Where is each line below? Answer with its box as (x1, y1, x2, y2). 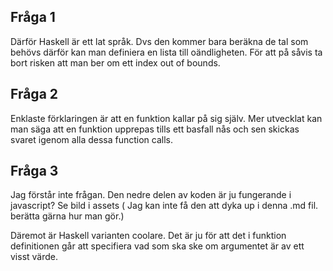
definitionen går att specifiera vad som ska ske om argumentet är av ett (10, 240, 305, 252)
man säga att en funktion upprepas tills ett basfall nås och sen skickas (10, 123, 300, 135)
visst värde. (10, 251, 59, 263)
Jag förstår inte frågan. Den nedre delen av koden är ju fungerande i (10, 189, 292, 201)
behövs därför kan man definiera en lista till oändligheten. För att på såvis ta (10, 46, 323, 58)
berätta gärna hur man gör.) (10, 210, 125, 222)
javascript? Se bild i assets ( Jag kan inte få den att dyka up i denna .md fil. (10, 200, 319, 212)
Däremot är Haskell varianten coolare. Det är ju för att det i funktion (10, 230, 287, 242)
